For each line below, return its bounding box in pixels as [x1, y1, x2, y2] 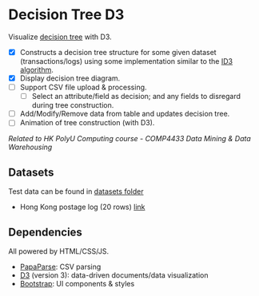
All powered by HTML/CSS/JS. [8, 246, 110, 256]
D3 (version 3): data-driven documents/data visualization [19, 270, 209, 280]
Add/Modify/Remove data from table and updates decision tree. [19, 109, 230, 119]
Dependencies [8, 225, 82, 239]
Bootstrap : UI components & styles [19, 278, 135, 288]
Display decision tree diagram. [19, 73, 121, 83]
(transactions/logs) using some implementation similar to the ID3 [19, 57, 233, 65]
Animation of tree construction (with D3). [19, 118, 155, 128]
